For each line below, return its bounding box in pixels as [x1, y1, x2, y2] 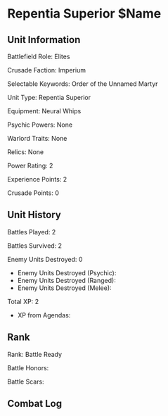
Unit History [7, 209, 61, 221]
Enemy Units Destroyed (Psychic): [17, 268, 117, 277]
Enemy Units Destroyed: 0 [7, 255, 83, 263]
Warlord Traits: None [7, 134, 67, 142]
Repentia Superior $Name [7, 6, 162, 22]
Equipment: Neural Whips [7, 107, 82, 115]
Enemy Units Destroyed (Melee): [17, 284, 112, 292]
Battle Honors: [7, 363, 49, 372]
